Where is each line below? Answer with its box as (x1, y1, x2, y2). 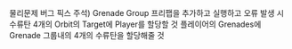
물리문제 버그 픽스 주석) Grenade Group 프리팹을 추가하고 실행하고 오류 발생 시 (9, 8, 285, 18)
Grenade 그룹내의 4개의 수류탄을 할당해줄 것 (9, 30, 165, 40)
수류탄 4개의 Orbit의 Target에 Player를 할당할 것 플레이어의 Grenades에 (9, 19, 262, 29)
